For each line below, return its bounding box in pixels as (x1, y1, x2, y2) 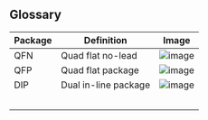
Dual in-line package (61, 78, 151, 91)
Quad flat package (61, 63, 140, 76)
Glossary (9, 7, 61, 23)
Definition (83, 33, 128, 46)
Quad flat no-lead (61, 49, 137, 61)
